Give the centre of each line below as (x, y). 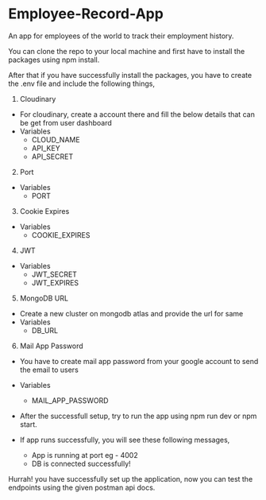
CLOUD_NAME (56, 139)
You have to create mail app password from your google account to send (139, 361)
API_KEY (46, 148)
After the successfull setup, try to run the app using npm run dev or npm (138, 416)
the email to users (49, 370)
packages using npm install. (54, 60)
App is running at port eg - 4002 (85, 455)
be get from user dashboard (66, 122)
